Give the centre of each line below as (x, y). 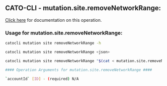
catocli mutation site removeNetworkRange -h (53, 43)
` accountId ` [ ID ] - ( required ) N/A (42, 79)
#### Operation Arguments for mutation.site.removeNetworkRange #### (79, 70)
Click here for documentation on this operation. (53, 20)
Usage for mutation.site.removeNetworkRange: (64, 33)
